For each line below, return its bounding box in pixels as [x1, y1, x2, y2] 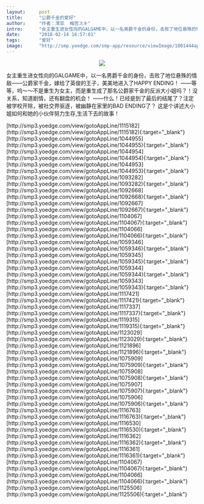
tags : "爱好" [6, 37, 54, 43]
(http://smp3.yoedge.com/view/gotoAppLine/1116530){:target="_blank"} [6, 425, 187, 433]
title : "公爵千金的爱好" [6, 15, 76, 21]
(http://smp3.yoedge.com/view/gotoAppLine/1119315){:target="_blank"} [6, 322, 185, 329]
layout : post [6, 9, 50, 15]
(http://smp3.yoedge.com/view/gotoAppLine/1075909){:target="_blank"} [6, 361, 189, 368]
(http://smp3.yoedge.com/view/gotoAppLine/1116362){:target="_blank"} [6, 439, 187, 446]
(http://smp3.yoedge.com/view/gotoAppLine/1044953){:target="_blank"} [6, 167, 189, 174]
